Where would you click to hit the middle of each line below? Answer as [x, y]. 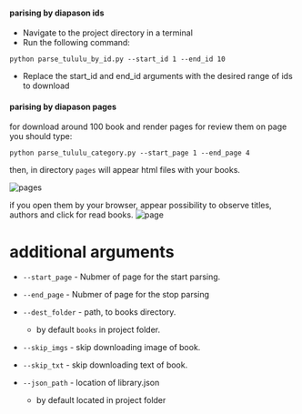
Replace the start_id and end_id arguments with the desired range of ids [157, 76]
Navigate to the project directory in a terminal [108, 33]
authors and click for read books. [71, 215]
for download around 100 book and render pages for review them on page [148, 126]
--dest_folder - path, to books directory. [99, 312]
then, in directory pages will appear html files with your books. [125, 170]
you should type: [41, 136]
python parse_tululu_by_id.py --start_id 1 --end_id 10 [117, 59]
